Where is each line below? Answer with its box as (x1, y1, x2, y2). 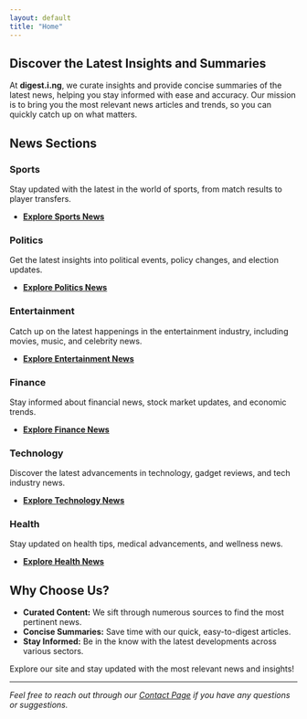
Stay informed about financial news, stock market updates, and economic (9, 397, 287, 407)
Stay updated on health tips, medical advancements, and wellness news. (9, 538, 283, 549)
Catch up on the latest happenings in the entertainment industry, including (9, 325, 289, 336)
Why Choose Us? (9, 582, 110, 598)
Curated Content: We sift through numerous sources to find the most (22, 607, 285, 618)
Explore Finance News (22, 424, 110, 435)
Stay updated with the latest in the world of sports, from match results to (9, 184, 283, 195)
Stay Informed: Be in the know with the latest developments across (22, 636, 277, 647)
